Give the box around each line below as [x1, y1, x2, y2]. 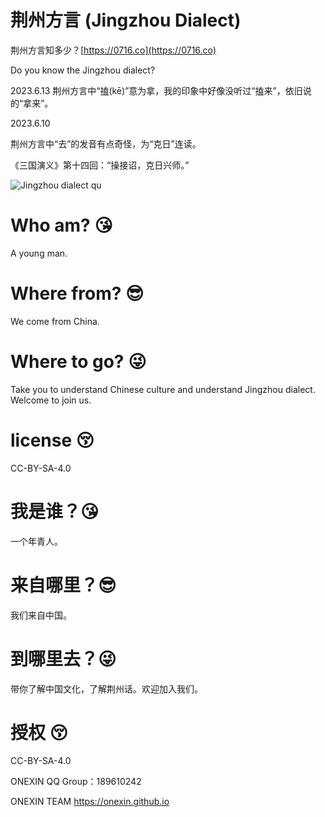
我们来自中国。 [10, 609, 72, 621]
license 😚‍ [10, 429, 95, 451]
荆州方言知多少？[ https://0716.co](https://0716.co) [10, 44, 217, 56]
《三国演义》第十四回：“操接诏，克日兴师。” [10, 159, 190, 171]
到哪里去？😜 [10, 647, 117, 670]
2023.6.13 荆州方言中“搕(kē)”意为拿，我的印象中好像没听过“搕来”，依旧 [10, 84, 303, 96]
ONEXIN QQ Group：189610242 [10, 776, 142, 788]
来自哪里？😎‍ [10, 574, 117, 596]
